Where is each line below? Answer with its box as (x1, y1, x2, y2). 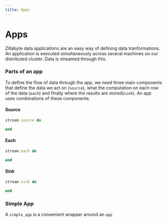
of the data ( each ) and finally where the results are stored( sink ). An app (5, 90, 152, 96)
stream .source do (5, 118, 41, 123)
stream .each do (5, 149, 37, 154)
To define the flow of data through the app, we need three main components (5, 79, 163, 85)
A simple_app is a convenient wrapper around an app (5, 212, 113, 218)
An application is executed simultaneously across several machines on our (5, 50, 159, 56)
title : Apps (5, 7, 30, 12)
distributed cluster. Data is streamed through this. (5, 56, 107, 62)
